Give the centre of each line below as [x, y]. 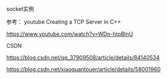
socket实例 [20, 9]
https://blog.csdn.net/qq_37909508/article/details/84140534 [83, 57]
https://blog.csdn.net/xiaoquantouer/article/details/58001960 [83, 69]
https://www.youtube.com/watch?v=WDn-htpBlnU [70, 34]
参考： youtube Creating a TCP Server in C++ [64, 22]
